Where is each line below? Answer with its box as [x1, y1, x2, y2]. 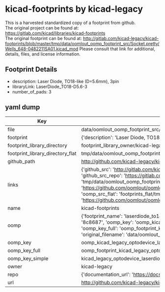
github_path [7, 158, 35, 165]
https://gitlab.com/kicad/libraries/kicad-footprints [5, 30, 106, 36]
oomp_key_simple [7, 255, 49, 262]
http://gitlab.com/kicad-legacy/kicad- [82, 35, 159, 41]
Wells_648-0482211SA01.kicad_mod [5, 46, 79, 52]
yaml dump [5, 103, 40, 112]
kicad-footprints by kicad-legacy [5, 3, 143, 15]
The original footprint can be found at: [5, 35, 82, 41]
